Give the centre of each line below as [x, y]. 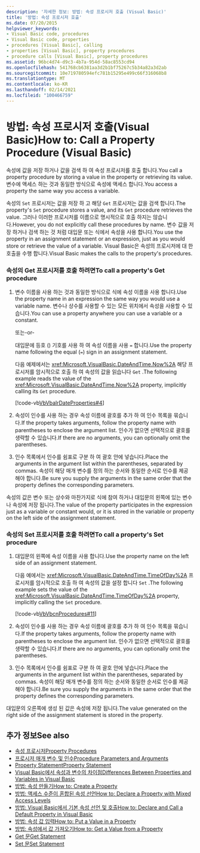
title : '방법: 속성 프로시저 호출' [44, 17]
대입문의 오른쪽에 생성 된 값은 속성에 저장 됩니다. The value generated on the [96, 709]
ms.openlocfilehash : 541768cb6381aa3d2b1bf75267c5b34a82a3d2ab [87, 67]
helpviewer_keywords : [33, 28]
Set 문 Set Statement [39, 844]
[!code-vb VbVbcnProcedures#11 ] [56, 614]
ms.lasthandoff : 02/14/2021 [41, 90]
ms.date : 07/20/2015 [32, 23]
